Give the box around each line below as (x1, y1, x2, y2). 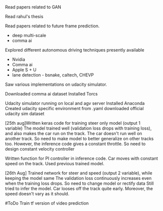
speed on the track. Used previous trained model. (5, 161, 105, 166)
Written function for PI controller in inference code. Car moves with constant (5, 155, 158, 161)
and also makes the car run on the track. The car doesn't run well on (5, 131, 143, 136)
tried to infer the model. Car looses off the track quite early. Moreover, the (5, 186, 153, 192)
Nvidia (12, 57, 25, 62)
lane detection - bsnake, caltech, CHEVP (12, 72, 94, 77)
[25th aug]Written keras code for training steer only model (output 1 (5, 120, 141, 126)
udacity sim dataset (5, 111, 45, 116)
